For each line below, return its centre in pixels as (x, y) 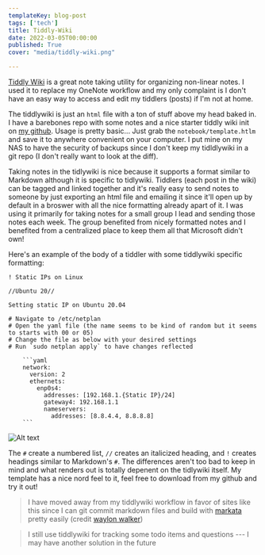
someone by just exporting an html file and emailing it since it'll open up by (131, 197)
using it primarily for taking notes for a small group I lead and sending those (132, 214)
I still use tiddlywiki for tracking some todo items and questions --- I (138, 534)
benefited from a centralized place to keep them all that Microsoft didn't (126, 230)
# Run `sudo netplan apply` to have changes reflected (101, 346)
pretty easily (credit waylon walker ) (85, 519)
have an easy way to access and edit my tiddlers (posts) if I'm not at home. (131, 99)
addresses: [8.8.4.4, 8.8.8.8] (102, 416)
